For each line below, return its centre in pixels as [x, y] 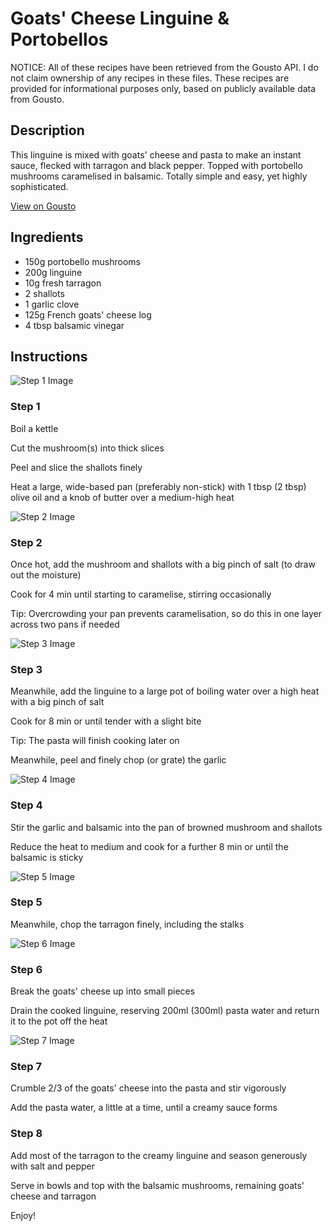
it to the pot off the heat [59, 1021]
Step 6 [26, 969]
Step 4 [26, 805]
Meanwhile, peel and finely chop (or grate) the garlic [118, 760]
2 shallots [44, 293]
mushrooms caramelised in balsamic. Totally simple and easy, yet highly [159, 176]
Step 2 [26, 542]
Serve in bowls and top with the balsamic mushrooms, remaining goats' [157, 1185]
